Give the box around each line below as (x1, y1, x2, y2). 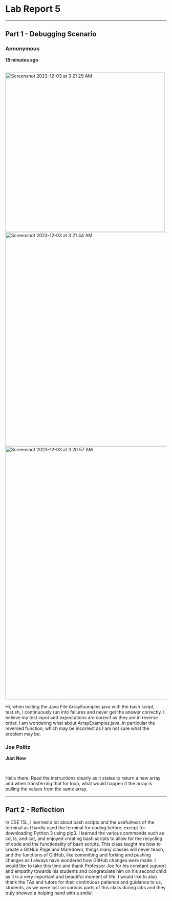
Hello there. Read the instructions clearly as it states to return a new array (5, 774, 161, 781)
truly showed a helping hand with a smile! (5, 890, 93, 896)
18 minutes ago (5, 57, 38, 63)
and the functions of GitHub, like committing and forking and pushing (5, 851, 151, 858)
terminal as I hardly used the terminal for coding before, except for (5, 824, 146, 830)
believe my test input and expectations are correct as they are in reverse (5, 714, 158, 720)
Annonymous (5, 45, 40, 52)
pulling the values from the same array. (5, 786, 88, 792)
